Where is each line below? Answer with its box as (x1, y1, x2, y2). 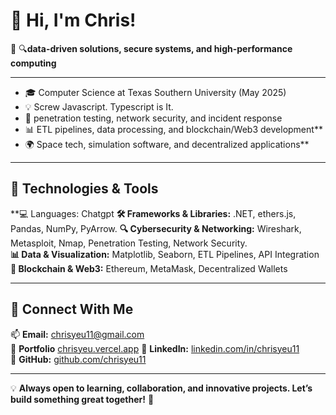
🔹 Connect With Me (10, 301, 134, 318)
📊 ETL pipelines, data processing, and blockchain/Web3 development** (24, 123, 323, 135)
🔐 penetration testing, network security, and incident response (24, 112, 283, 124)
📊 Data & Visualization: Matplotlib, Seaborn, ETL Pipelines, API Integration (10, 248, 320, 260)
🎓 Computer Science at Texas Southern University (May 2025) (24, 86, 287, 98)
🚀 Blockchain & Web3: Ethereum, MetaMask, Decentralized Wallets (10, 262, 288, 274)
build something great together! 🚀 (10, 393, 155, 405)
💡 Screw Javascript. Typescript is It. (24, 100, 174, 113)
